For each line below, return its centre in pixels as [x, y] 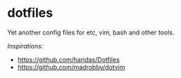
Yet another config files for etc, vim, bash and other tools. [91, 32]
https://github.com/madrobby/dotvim [71, 67]
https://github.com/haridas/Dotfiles [68, 59]
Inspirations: [25, 46]
